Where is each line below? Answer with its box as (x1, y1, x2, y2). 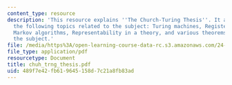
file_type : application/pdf (7, 49, 88, 56)
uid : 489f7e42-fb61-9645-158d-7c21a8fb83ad (7, 67, 135, 74)
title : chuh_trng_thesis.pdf (7, 61, 91, 68)
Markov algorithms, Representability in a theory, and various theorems (13, 29, 227, 36)
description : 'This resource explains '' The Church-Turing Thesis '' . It (7, 16, 221, 23)
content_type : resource (7, 10, 76, 17)
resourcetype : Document (7, 55, 76, 62)
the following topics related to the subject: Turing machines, (13, 23, 202, 29)
